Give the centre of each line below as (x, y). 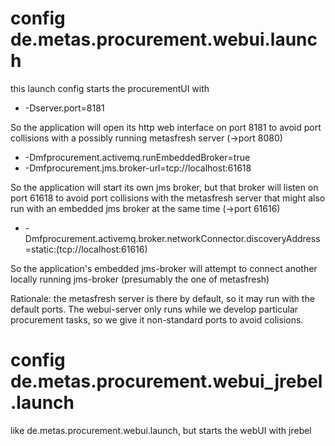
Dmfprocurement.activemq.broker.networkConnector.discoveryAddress (172, 238)
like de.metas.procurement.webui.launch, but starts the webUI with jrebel (161, 430)
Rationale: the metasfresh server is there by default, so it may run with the (162, 298)
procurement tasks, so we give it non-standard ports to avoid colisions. (157, 319)
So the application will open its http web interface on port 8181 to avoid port (166, 127)
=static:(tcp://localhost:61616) (86, 249)
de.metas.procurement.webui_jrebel (166, 381)
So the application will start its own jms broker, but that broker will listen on (164, 187)
